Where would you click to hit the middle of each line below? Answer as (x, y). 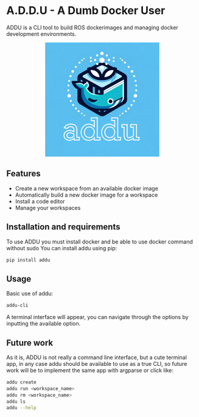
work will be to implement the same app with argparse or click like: (90, 370)
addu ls (16, 401)
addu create (21, 382)
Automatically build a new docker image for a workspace (86, 195)
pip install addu (28, 260)
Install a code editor (40, 201)
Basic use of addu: (30, 293)
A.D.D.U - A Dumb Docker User (86, 11)
